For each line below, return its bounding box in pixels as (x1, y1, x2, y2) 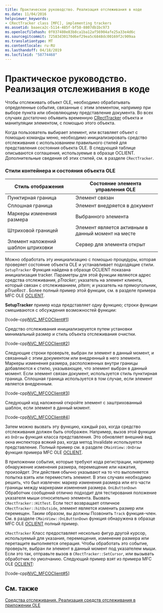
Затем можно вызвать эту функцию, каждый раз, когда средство (5, 423, 141, 430)
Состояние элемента (89, 180, 142, 187)
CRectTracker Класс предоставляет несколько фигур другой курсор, (5, 530, 147, 536)
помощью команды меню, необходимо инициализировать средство (5, 134, 147, 141)
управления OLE (95, 186, 136, 193)
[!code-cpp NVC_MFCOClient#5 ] (5, 570, 70, 576)
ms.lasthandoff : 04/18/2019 (5, 48, 62, 52)
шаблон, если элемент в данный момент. (5, 405, 91, 411)
